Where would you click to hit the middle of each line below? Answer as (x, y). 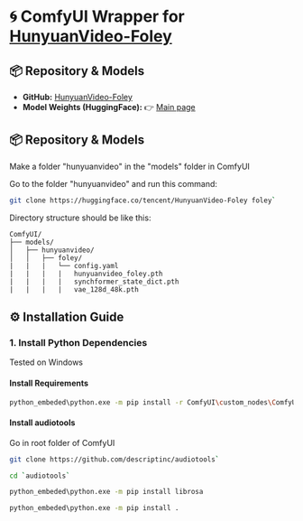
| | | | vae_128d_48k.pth (74, 289)
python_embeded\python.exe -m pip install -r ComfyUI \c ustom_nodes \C (143, 402)
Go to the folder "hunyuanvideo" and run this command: (114, 183)
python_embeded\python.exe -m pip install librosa (106, 492)
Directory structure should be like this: (80, 218)
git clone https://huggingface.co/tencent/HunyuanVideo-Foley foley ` (143, 200)
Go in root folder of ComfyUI (62, 442)
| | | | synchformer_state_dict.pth (94, 282)
